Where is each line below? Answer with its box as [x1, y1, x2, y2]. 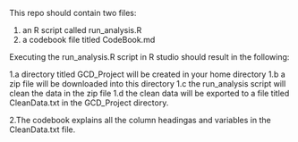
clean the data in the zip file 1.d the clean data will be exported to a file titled [9, 88, 290, 98]
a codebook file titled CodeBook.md [21, 35, 156, 45]
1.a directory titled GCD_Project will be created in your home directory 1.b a [9, 69, 286, 79]
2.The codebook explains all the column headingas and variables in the [9, 115, 271, 125]
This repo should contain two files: [9, 8, 137, 18]
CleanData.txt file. [9, 124, 76, 135]
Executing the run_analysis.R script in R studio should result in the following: [9, 52, 290, 62]
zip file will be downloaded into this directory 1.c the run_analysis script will [9, 79, 286, 88]
